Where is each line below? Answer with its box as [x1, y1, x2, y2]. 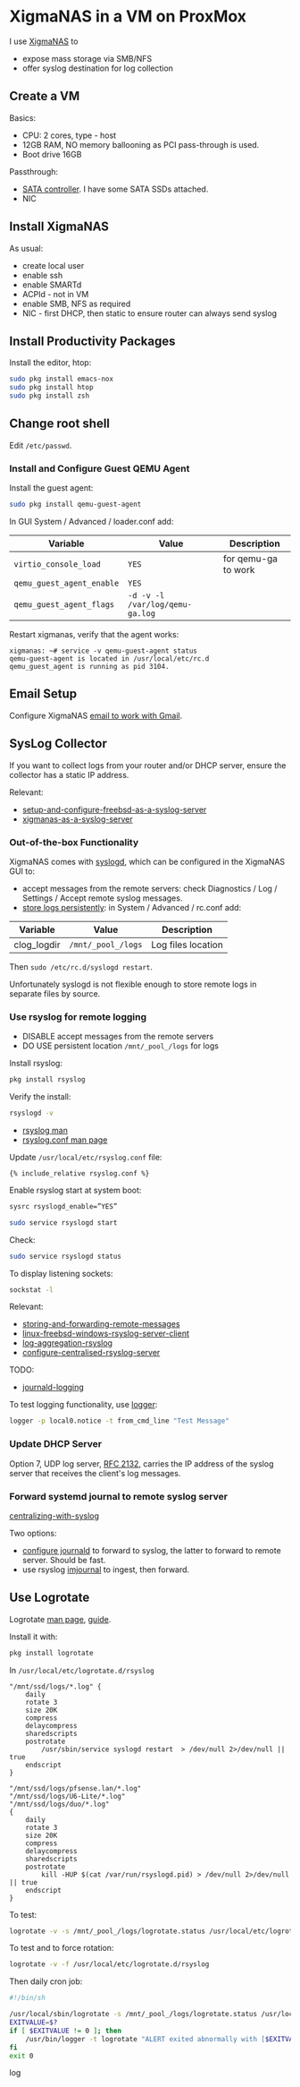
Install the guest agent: [9, 483, 94, 493]
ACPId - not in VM [21, 288, 89, 299]
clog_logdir [13, 938, 61, 951]
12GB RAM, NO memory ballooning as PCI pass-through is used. [21, 139, 260, 150]
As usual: [9, 243, 44, 253]
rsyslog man [21, 1125, 69, 1135]
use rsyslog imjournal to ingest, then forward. [21, 1564, 190, 1575]
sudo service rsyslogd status [9, 1252, 122, 1261]
